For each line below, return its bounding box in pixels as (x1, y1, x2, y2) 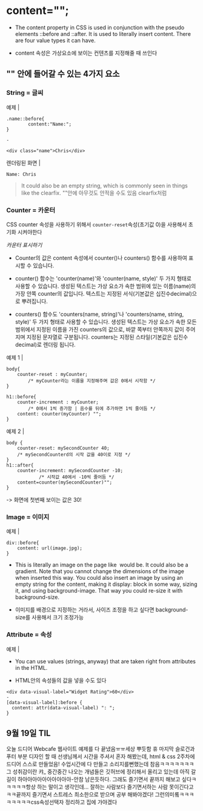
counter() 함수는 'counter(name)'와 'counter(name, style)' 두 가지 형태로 (15, 274, 192, 282)
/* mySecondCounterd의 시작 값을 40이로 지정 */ (17, 451, 131, 458)
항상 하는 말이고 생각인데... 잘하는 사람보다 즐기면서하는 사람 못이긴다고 (25, 783, 194, 791)
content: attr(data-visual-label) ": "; (12, 705, 115, 711)
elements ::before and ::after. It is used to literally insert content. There (15, 30, 191, 37)
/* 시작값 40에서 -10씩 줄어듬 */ (38, 474, 115, 480)
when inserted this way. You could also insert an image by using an (15, 574, 183, 582)
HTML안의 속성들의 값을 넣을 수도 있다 (15, 677, 107, 684)
